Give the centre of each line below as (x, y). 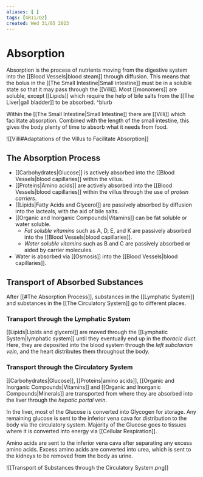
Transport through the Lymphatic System (68, 318)
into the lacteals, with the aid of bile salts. (67, 211)
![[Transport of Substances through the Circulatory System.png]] (88, 467)
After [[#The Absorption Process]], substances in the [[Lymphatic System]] (100, 297)
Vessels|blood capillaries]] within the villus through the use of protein (102, 192)
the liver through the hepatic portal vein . (57, 400)
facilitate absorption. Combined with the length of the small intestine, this (98, 121)
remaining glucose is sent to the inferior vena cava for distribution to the (97, 418)
